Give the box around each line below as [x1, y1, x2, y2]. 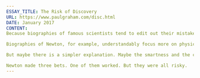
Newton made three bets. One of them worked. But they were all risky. [6, 63, 187, 69]
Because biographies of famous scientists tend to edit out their [6, 31, 174, 37]
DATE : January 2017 [6, 19, 55, 25]
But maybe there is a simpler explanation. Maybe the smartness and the [6, 52, 190, 58]
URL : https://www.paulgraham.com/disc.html [6, 14, 116, 20]
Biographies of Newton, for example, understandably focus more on [6, 41, 177, 47]
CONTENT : [6, 25, 28, 31]
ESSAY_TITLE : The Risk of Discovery [6, 8, 97, 15]
